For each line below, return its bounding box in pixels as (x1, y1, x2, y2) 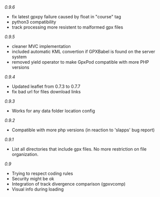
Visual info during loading (11, 186, 64, 192)
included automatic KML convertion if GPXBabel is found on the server (11, 49, 156, 54)
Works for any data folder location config (11, 108, 96, 114)
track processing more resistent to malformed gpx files (11, 24, 124, 30)
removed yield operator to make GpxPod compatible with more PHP (11, 59, 149, 65)
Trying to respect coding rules (11, 170, 73, 176)
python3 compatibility (11, 19, 56, 25)
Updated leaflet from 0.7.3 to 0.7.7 (11, 83, 81, 89)
